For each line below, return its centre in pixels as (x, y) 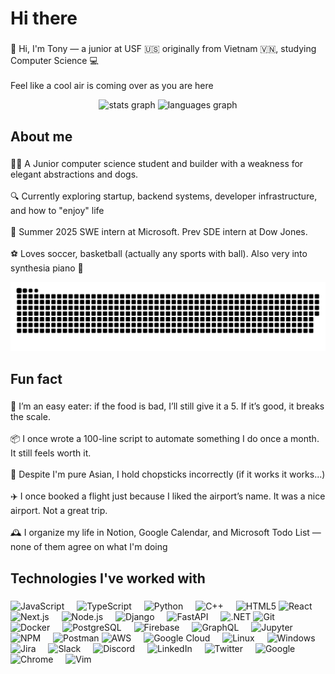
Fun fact (36, 378)
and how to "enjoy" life (57, 211)
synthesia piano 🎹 (47, 268)
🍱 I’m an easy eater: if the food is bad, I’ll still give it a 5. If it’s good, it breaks (167, 406)
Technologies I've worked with (108, 578)
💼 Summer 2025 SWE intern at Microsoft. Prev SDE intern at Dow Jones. (159, 232)
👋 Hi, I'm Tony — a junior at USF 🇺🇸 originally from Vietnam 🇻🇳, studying (163, 49)
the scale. (30, 417)
